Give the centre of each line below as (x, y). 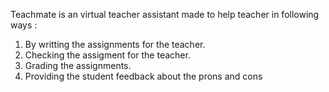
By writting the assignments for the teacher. (115, 44)
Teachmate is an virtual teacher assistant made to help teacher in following (165, 14)
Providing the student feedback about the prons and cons (143, 76)
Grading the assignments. (78, 65)
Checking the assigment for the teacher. (107, 55)
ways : (24, 25)
